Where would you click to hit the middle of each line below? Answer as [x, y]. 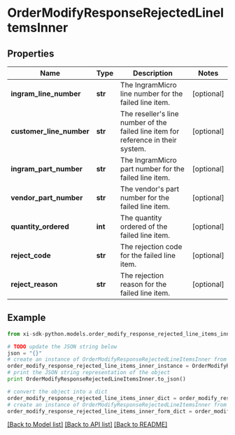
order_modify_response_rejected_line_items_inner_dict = [92, 398]
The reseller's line [150, 114]
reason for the [143, 284]
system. [133, 149]
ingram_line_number [46, 94]
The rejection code [151, 247]
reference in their [148, 140]
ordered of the [144, 227]
